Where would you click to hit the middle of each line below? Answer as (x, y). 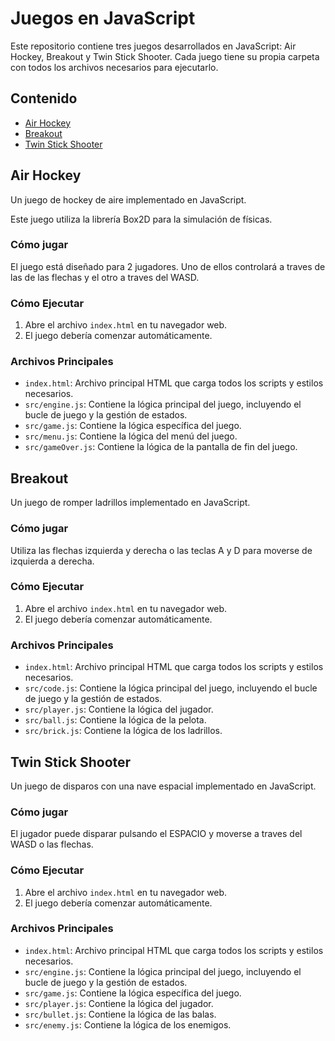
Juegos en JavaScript (103, 18)
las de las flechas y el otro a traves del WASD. (105, 277)
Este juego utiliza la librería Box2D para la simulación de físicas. (141, 219)
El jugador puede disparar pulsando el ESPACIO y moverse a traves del (156, 834)
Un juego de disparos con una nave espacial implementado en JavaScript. (163, 786)
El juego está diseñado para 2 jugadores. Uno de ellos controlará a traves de (168, 266)
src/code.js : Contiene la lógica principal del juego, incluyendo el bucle (171, 688)
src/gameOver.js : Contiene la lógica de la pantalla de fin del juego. (161, 447)
